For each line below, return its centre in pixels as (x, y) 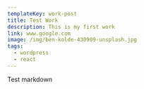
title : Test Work (33, 20)
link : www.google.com (39, 33)
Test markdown (30, 79)
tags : (15, 46)
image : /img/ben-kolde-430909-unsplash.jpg (72, 40)
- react (25, 60)
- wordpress (31, 53)
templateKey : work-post (42, 14)
